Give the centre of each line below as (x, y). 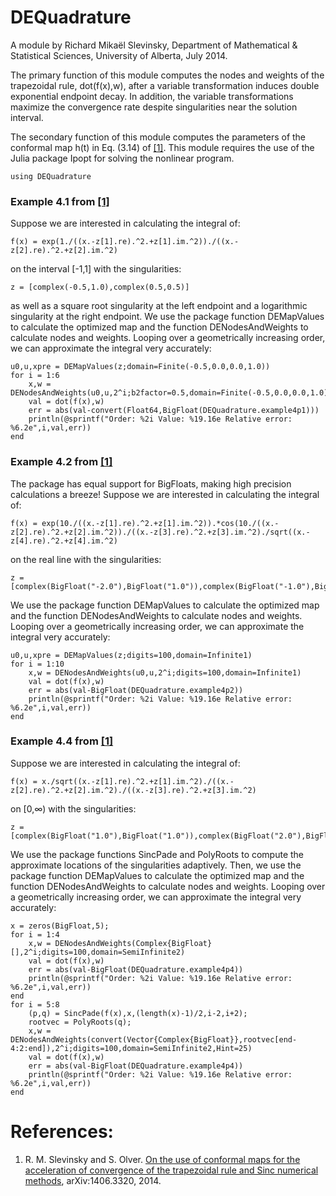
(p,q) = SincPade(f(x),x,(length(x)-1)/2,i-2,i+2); (138, 1013)
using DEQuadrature (51, 176)
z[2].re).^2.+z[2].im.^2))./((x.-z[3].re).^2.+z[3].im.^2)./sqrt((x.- (160, 532)
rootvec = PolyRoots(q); (80, 1022)
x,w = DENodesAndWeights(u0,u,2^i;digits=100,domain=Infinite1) (165, 672)
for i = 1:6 (35, 376)
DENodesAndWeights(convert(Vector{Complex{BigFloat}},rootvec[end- (154, 1039)
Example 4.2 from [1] (61, 462)
